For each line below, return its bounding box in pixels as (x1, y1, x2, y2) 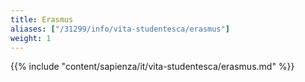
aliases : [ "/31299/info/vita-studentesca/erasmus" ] (10, 24, 230, 34)
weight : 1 (10, 33, 52, 43)
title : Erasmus (10, 14, 74, 25)
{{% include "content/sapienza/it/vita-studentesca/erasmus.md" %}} (10, 61, 295, 73)
